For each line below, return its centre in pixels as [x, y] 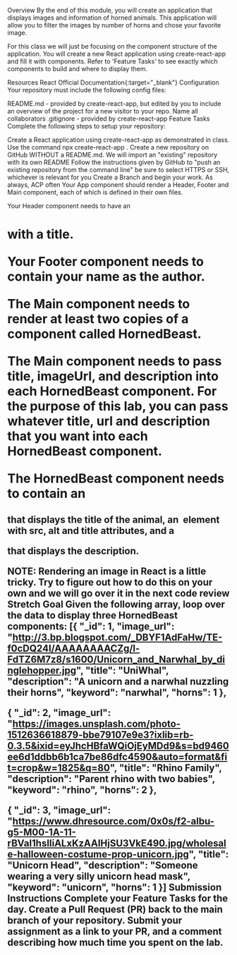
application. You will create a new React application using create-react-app [116, 54]
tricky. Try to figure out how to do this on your [110, 582]
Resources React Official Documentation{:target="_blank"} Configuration [113, 83]
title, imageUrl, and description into [113, 376]
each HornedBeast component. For [112, 391]
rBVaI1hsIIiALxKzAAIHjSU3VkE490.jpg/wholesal [117, 843]
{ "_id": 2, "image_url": [59, 713]
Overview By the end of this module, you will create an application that [110, 10]
